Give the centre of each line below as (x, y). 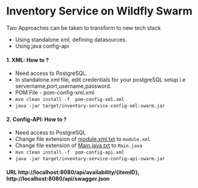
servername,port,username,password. (63, 86)
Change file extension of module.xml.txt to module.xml (83, 139)
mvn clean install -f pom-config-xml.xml (70, 100)
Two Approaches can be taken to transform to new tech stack (84, 28)
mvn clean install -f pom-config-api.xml (70, 152)
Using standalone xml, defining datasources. (71, 39)
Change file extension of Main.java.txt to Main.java (79, 146)
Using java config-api (42, 46)
